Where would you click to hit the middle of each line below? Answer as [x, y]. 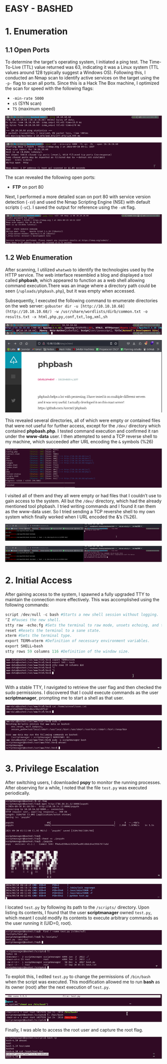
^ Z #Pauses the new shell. [33, 620]
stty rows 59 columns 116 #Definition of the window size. [68, 652]
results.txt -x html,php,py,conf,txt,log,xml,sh [56, 317]
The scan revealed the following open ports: [50, 177]
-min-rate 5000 [28, 99]
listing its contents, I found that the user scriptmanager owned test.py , [79, 913]
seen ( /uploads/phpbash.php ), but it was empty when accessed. [70, 291]
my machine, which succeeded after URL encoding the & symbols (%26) [79, 442]
